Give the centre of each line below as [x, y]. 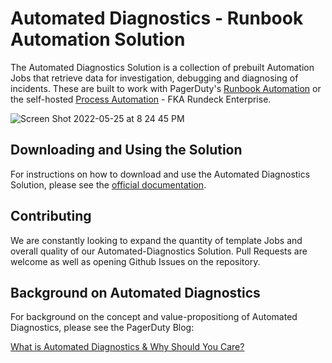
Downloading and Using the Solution [126, 150]
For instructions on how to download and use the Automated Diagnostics [160, 174]
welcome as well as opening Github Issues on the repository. [135, 261]
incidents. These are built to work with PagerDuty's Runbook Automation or [166, 88]
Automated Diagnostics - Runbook [157, 18]
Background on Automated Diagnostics [135, 292]
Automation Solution [98, 39]
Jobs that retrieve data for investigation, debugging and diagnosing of [154, 78]
